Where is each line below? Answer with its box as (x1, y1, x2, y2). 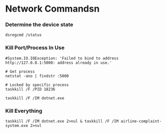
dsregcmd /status (5, 32, 42, 38)
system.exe (5, 123, 28, 128)
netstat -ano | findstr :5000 (5, 73, 69, 78)
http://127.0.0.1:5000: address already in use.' (5, 60, 112, 65)
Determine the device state (5, 21, 73, 28)
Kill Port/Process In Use (5, 44, 65, 51)
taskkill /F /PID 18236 (5, 86, 56, 92)
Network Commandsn (5, 3, 100, 15)
